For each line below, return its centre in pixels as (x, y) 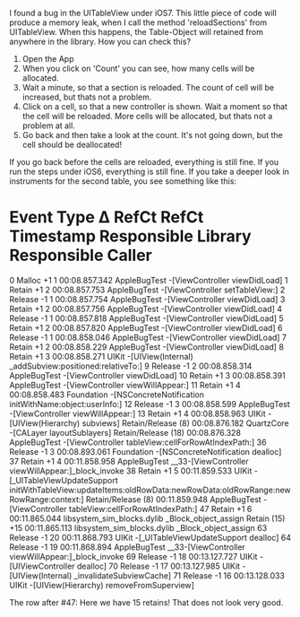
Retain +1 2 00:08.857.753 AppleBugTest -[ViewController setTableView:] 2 (147, 290)
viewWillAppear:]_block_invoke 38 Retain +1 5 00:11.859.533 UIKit (131, 471)
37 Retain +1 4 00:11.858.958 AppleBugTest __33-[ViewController (129, 461)
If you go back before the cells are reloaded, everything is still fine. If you (144, 162)
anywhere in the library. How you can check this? (100, 41)
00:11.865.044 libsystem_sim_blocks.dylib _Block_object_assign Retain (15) (147, 518)
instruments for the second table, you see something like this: (123, 181)
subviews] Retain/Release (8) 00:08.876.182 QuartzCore (185, 423)
